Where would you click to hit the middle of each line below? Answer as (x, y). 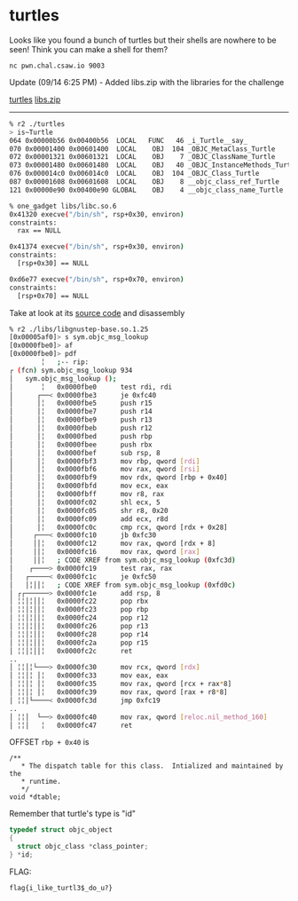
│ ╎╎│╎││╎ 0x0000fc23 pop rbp (79, 610)
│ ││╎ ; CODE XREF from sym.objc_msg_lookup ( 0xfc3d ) (123, 560)
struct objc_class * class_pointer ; (83, 847)
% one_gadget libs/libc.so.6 (63, 206)
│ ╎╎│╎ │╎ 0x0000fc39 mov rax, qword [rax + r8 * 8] (118, 692)
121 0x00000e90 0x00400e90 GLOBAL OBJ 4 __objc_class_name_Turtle (146, 190)
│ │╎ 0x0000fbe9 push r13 (81, 420)
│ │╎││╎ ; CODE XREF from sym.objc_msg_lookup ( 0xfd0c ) (123, 585)
